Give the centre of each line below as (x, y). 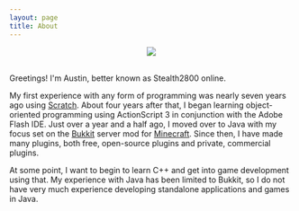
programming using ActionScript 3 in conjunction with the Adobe (163, 114)
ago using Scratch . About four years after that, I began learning (127, 105)
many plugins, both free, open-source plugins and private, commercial (140, 143)
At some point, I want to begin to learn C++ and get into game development (149, 170)
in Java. (24, 198)
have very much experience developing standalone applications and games (149, 189)
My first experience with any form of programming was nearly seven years (148, 95)
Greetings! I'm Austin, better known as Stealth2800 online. (118, 78)
